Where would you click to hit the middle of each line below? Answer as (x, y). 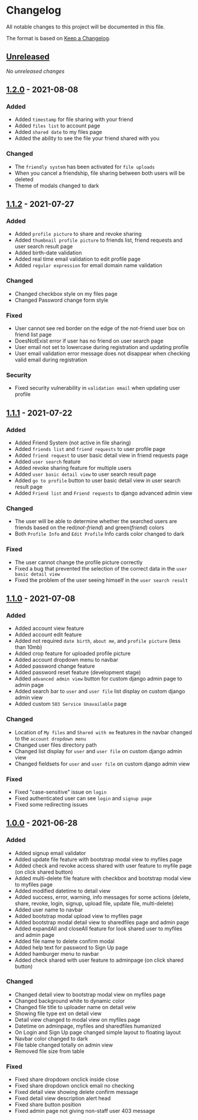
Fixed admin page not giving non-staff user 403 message (85, 1111)
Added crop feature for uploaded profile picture (73, 654)
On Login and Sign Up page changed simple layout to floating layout (98, 1032)
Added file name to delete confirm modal (64, 941)
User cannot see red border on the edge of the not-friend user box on (100, 328)
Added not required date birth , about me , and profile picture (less (98, 641)
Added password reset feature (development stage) (78, 673)
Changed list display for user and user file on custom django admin (98, 751)
